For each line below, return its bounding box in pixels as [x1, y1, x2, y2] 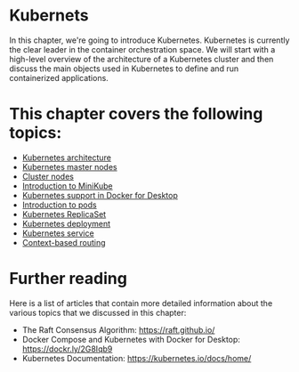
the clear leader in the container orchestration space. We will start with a [9, 44, 276, 54]
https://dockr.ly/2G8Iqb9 [21, 344, 113, 354]
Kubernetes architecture [21, 152, 111, 163]
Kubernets [9, 5, 89, 26]
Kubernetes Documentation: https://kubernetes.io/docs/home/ [21, 352, 252, 363]
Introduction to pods [21, 199, 97, 210]
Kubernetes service [21, 228, 95, 239]
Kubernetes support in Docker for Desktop [21, 190, 178, 200]
